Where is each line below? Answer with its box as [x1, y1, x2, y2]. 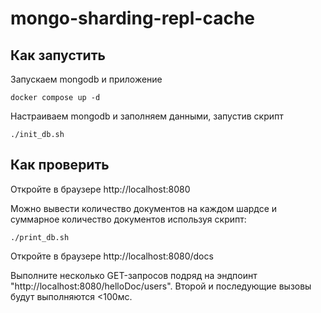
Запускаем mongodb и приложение [10, 73, 163, 85]
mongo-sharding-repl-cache [10, 7, 255, 30]
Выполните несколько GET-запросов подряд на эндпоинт [10, 269, 258, 281]
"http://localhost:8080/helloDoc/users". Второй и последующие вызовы [10, 280, 312, 292]
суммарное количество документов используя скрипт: [10, 213, 247, 225]
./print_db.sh [10, 232, 70, 242]
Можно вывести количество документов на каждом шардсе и [10, 202, 278, 214]
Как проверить [10, 157, 110, 174]
